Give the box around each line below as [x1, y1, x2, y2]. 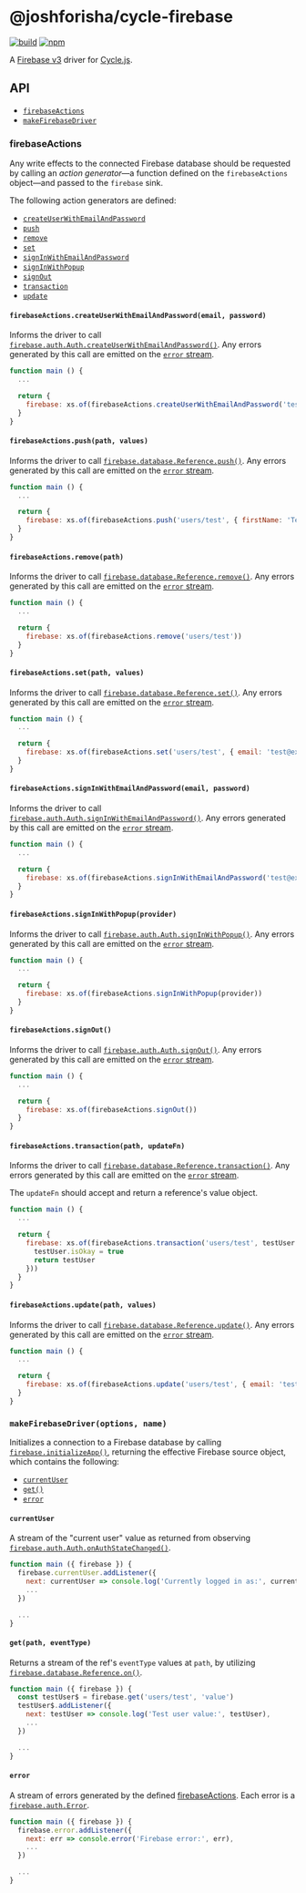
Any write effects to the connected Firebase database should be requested [9, 158, 291, 170]
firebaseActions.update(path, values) [9, 1301, 157, 1310]
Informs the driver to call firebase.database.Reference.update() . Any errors [9, 1319, 295, 1330]
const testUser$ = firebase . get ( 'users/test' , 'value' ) [17, 1692, 234, 1702]
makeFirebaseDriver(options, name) [9, 1418, 168, 1428]
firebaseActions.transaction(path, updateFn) [9, 1141, 185, 1150]
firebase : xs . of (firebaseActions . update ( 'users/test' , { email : [25, 1380, 275, 1389]
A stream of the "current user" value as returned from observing [9, 1533, 251, 1544]
